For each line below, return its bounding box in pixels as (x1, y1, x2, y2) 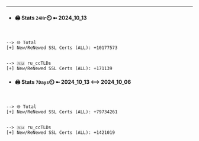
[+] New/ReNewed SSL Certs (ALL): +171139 (6, 65, 113, 71)
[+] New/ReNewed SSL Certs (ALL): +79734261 (6, 109, 118, 115)
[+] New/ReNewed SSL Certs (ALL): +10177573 (6, 45, 118, 51)
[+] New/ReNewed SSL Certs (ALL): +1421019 (6, 130, 115, 136)
